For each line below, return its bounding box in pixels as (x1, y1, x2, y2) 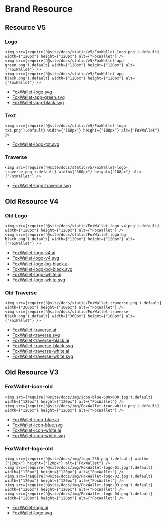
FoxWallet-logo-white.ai (12, 272, 62, 278)
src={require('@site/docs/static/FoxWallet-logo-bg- (16, 232, 128, 237)
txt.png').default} (5, 128, 46, 133)
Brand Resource (5, 3, 73, 15)
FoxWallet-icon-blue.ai (12, 417, 59, 423)
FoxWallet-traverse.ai (12, 327, 56, 333)
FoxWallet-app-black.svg (12, 99, 64, 105)
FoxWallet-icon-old (5, 383, 53, 390)
